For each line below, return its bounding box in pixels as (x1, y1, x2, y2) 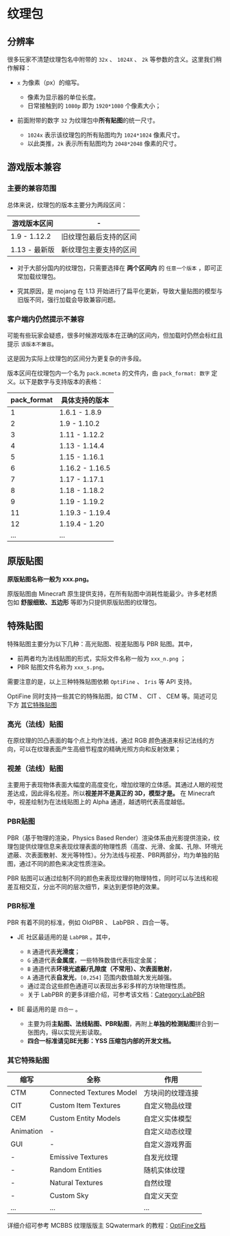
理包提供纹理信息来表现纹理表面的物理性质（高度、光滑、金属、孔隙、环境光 (7, 842, 223, 850)
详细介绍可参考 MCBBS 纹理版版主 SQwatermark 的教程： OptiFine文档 (7, 1222, 206, 1230)
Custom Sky (49, 1191, 89, 1200)
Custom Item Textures (49, 1101, 121, 1110)
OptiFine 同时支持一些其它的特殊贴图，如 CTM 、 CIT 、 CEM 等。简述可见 (7, 691, 218, 700)
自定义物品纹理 (143, 1101, 192, 1111)
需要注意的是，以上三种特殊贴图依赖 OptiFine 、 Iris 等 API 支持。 (7, 677, 196, 685)
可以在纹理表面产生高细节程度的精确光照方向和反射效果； (18, 744, 181, 753)
